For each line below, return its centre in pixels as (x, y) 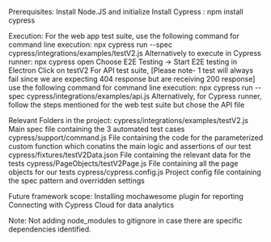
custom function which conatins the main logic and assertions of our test (130, 146)
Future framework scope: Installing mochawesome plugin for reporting (126, 196)
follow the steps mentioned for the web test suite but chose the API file (127, 105)
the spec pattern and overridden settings (77, 180)
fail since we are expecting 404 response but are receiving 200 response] (132, 79)
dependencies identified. (50, 229)
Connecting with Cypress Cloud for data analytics (91, 205)
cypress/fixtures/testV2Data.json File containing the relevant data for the (130, 155)
